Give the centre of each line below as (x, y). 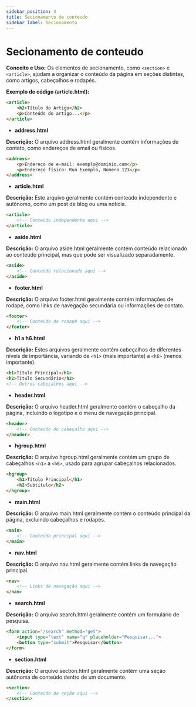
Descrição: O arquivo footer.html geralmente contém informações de (90, 299)
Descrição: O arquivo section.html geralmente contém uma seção (86, 671)
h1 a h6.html (30, 338)
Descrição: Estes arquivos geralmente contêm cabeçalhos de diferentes (94, 350)
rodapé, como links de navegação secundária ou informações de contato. (95, 305)
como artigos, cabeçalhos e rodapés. (51, 81)
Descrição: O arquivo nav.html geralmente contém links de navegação (92, 564)
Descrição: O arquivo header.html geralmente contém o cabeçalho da (91, 406)
